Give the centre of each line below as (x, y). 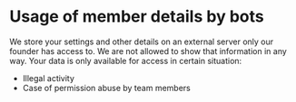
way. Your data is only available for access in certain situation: (126, 60)
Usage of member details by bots (137, 17)
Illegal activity (49, 78)
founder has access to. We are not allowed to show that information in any (148, 51)
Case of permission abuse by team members (106, 88)
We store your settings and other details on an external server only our (142, 42)
